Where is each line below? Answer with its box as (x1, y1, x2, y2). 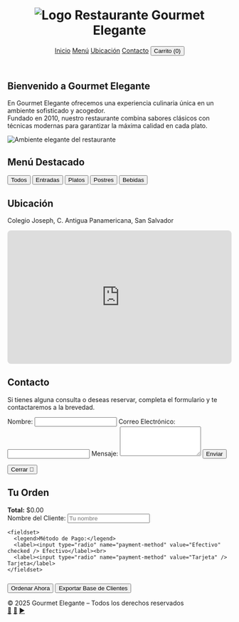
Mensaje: (91, 449, 119, 458)
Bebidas (122, 176, 144, 184)
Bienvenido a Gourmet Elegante (7, 80, 151, 92)
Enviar (206, 450, 223, 458)
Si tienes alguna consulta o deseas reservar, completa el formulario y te (7, 395, 218, 404)
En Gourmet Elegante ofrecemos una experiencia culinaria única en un (7, 99, 214, 107)
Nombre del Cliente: (7, 513, 66, 522)
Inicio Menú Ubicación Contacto (54, 46, 149, 55)
